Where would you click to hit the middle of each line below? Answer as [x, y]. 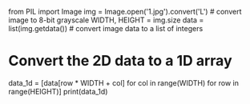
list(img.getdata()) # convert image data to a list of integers [106, 28]
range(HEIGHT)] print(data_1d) [58, 91]
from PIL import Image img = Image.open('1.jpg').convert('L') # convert [125, 12]
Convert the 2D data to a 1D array [120, 61]
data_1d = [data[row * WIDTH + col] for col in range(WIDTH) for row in [123, 82]
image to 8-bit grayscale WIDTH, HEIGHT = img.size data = [106, 20]
